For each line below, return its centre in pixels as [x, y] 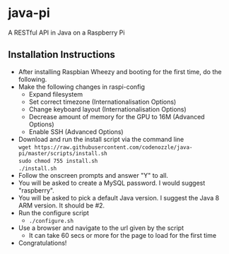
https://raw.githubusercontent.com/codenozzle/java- [113, 147]
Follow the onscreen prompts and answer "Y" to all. [93, 175]
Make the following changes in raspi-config [82, 87]
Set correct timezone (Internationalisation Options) [102, 102]
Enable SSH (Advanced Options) [76, 131]
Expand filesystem [56, 94]
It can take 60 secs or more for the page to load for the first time [123, 235]
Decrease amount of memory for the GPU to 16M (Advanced [117, 116]
